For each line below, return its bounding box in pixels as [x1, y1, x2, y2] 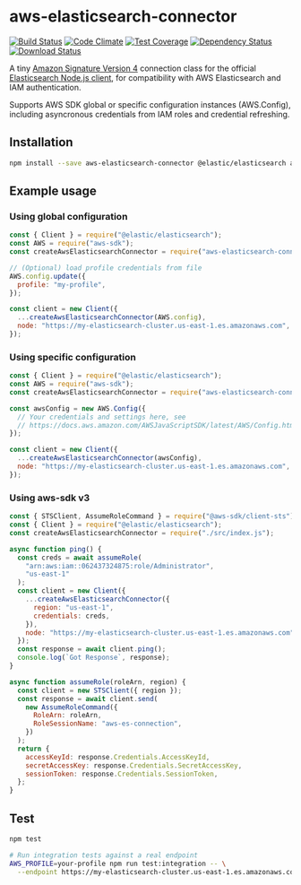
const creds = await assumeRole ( [17, 553, 142, 562]
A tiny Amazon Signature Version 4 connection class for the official [9, 63, 257, 74]
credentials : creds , [32, 612, 110, 620]
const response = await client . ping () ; [17, 645, 167, 654]
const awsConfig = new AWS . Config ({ [9, 403, 146, 413]
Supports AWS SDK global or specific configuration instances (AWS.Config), [9, 99, 291, 109]
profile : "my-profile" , [17, 280, 106, 289]
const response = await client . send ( [17, 694, 159, 703]
